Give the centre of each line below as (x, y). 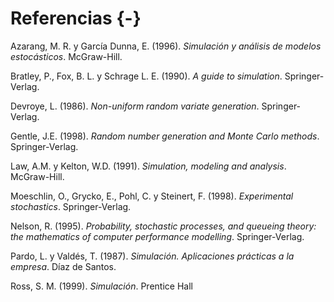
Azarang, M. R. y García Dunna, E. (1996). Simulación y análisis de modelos (166, 46)
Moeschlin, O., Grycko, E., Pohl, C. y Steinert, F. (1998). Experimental (152, 196)
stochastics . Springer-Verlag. (71, 206)
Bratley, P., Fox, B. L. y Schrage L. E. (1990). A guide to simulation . (146, 76)
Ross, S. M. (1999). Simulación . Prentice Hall (101, 286)
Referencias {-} (76, 18)
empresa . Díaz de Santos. (63, 266)
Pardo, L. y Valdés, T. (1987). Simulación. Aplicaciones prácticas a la (152, 256)
